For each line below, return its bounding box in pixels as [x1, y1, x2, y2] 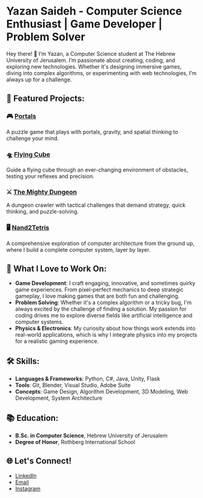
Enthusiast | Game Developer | [6, 17, 162, 31]
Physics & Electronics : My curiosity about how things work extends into [15, 325, 196, 332]
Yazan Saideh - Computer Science [6, 4, 182, 18]
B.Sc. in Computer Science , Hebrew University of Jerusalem [15, 432, 168, 439]
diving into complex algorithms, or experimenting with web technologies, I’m [6, 69, 197, 76]
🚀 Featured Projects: [6, 93, 85, 104]
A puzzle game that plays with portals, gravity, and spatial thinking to [6, 128, 179, 135]
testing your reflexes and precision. [6, 172, 95, 180]
